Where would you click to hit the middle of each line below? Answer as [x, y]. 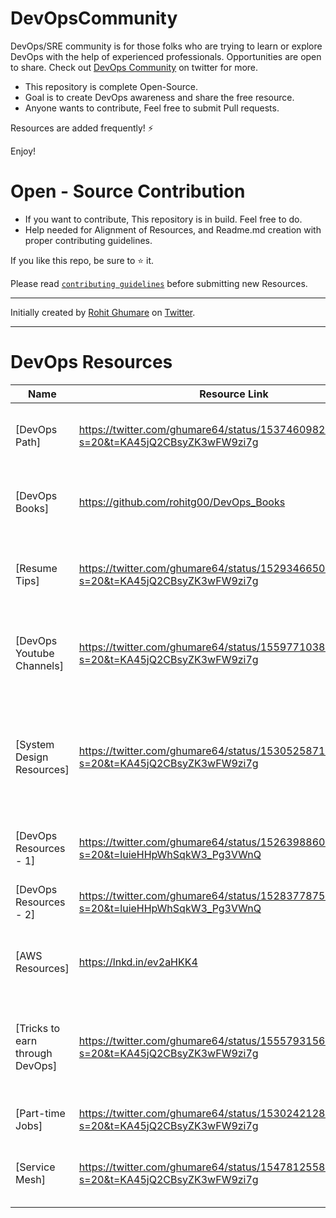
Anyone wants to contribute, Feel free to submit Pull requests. [152, 108]
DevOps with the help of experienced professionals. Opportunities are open [166, 56]
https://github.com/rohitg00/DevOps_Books [182, 502]
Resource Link [234, 394]
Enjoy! [23, 151]
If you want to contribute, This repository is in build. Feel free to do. [163, 219]
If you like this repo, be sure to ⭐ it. [82, 260]
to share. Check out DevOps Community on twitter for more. [134, 67]
